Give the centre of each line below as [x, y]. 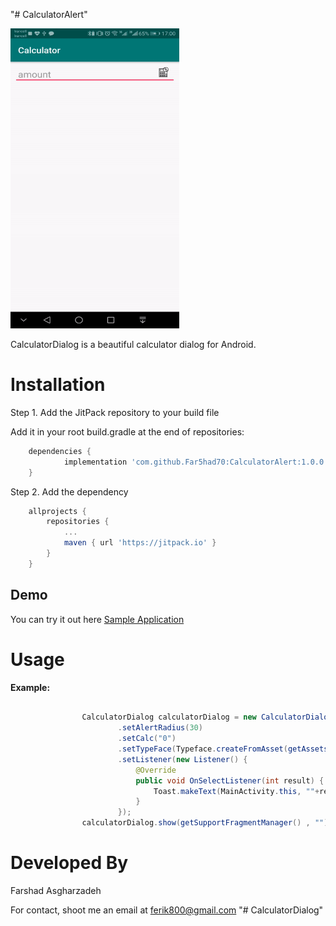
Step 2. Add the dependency [69, 491]
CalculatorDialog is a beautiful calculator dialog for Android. [133, 344]
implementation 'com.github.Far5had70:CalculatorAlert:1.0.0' [196, 462]
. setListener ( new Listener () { [182, 759]
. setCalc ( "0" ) [147, 739]
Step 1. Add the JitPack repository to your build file [115, 412]
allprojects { [57, 511]
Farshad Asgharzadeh [56, 890]
